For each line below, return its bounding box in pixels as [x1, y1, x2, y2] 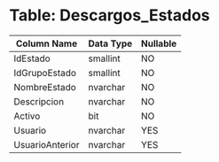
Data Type [88, 37, 133, 50]
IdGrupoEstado [13, 66, 77, 79]
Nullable [140, 37, 177, 50]
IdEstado [13, 52, 51, 65]
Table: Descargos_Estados [9, 5, 210, 26]
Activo [13, 110, 41, 122]
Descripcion [13, 95, 65, 107]
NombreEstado [13, 81, 77, 93]
